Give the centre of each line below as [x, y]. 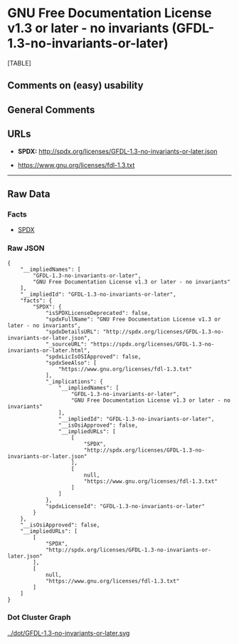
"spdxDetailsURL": [73, 332]
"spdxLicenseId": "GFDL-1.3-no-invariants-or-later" [125, 506]
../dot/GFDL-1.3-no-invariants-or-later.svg [69, 633]
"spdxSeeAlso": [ [71, 363]
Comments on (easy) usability [75, 86]
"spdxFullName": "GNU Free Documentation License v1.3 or [133, 319]
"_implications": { [74, 381]
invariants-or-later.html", [49, 350]
